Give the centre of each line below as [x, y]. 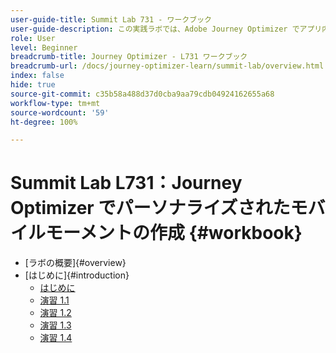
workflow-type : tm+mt [55, 103]
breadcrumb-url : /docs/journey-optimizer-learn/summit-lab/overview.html [167, 66]
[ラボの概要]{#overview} [75, 263]
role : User [33, 38]
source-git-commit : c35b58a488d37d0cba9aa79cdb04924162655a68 [142, 94]
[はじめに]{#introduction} [77, 275]
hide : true [33, 85]
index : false [37, 76]
